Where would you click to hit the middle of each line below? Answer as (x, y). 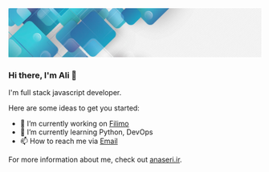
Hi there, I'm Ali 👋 (43, 75)
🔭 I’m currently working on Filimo (74, 124)
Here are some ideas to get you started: (74, 108)
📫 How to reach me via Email (69, 141)
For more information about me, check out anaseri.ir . (95, 160)
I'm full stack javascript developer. (65, 93)
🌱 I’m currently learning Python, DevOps (86, 132)
